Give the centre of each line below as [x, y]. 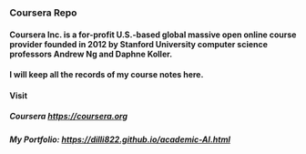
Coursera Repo [43, 13]
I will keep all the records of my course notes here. [107, 75]
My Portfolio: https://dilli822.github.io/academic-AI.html [120, 139]
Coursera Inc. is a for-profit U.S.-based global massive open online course [153, 35]
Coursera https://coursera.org [69, 117]
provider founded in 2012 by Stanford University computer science [139, 44]
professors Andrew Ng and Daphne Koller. [91, 54]
